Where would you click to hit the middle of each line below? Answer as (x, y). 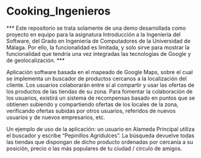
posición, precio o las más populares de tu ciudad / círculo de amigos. (94, 148)
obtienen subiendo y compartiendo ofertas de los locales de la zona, (92, 104)
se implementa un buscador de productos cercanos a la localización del (97, 78)
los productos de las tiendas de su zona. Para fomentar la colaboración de (100, 91)
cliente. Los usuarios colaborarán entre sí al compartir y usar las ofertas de (100, 85)
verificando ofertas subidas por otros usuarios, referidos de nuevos (91, 111)
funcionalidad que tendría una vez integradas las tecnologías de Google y (99, 53)
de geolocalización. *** (36, 60)
